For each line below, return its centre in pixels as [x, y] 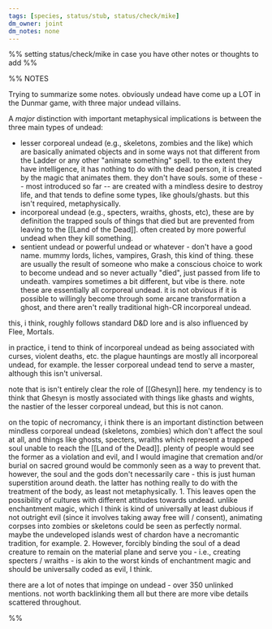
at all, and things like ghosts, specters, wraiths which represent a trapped [131, 439]
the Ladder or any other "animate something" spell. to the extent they [136, 160]
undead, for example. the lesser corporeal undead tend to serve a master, [132, 365]
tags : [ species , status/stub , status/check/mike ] [94, 16]
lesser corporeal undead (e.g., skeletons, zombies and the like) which [136, 143]
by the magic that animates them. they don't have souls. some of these [139, 178]
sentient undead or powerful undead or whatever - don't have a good [136, 247]
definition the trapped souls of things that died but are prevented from [137, 221]
